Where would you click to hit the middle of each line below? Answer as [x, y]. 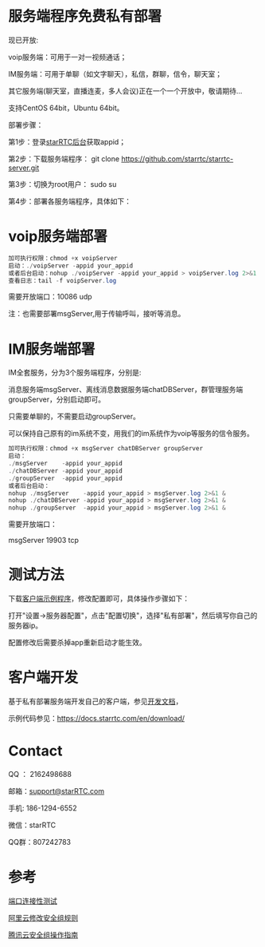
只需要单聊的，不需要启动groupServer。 [74, 417]
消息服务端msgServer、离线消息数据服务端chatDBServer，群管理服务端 [126, 390]
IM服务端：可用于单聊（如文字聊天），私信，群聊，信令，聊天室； [115, 73]
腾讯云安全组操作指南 [43, 934]
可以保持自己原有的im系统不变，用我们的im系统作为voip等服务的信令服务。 [131, 434]
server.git [24, 168]
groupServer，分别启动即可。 [57, 399]
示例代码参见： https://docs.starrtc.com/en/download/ [97, 719]
